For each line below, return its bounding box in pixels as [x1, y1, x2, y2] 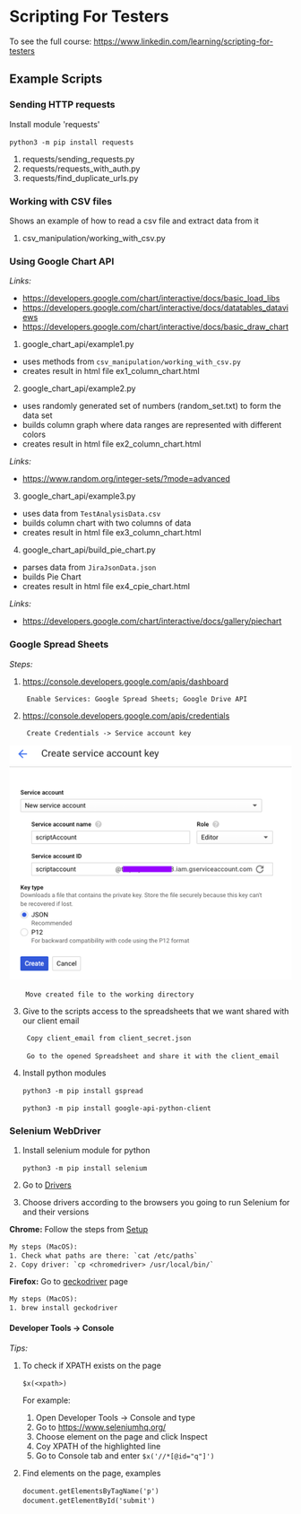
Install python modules [21, 1067, 107, 1078]
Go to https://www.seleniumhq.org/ [35, 1422, 167, 1432]
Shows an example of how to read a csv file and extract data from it [9, 215, 260, 226]
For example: [21, 1395, 71, 1405]
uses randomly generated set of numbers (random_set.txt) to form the [21, 401, 282, 412]
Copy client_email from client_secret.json [26, 1034, 192, 1043]
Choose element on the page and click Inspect [35, 1431, 208, 1441]
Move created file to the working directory [25, 990, 194, 999]
